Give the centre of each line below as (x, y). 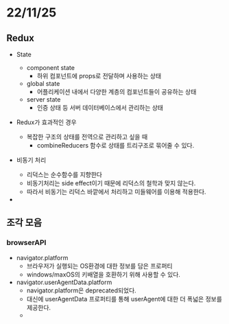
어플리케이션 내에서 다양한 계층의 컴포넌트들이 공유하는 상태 (117, 92)
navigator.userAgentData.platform (64, 282)
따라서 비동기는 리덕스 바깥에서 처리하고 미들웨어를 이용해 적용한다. (116, 192)
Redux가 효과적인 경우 (46, 122)
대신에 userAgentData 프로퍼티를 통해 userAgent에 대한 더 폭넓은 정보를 (124, 299)
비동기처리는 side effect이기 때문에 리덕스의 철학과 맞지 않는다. (111, 183)
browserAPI (26, 243)
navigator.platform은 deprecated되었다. (81, 290)
